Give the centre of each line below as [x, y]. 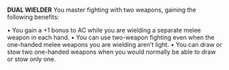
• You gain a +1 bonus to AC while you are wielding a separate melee [104, 30]
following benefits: [33, 17]
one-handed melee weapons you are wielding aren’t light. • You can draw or [114, 45]
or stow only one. [31, 59]
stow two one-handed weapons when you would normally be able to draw [112, 52]
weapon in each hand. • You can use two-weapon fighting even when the [111, 37]
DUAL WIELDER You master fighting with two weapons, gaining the [102, 10]
